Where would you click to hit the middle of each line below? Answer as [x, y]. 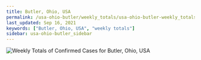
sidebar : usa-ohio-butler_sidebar [49, 34]
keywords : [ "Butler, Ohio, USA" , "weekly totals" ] [71, 28]
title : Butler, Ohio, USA [38, 12]
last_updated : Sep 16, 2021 [41, 23]
